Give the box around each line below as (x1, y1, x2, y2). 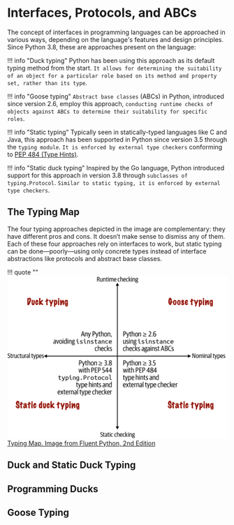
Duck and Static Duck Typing (7, 459, 136, 471)
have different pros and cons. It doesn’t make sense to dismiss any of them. (7, 232, 226, 240)
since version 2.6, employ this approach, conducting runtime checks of (7, 99, 213, 108)
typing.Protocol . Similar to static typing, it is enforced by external (7, 178, 221, 186)
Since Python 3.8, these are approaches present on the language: (7, 43, 197, 51)
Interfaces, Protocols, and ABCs (7, 5, 197, 21)
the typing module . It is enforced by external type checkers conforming (7, 142, 223, 151)
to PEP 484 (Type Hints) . (7, 150, 79, 158)
